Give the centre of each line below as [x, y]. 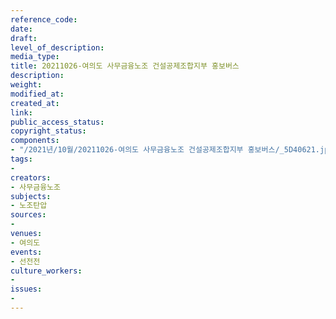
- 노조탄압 [29, 206]
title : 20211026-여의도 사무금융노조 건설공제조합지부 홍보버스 [125, 66]
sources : [28, 215]
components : [35, 141]
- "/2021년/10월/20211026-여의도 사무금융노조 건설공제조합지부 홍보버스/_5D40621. [165, 150]
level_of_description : [57, 47]
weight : [26, 85]
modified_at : [37, 94]
